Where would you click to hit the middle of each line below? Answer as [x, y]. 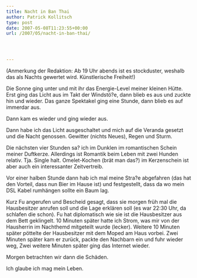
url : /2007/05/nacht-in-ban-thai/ [49, 34]
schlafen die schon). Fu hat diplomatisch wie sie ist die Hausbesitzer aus [94, 214]
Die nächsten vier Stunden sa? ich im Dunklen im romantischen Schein [92, 148]
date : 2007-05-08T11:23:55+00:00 [47, 28]
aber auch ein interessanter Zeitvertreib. [55, 167]
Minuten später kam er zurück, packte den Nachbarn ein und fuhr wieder [95, 240]
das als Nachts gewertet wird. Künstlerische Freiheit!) [71, 77]
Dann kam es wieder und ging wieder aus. [57, 119]
